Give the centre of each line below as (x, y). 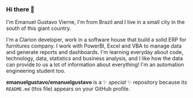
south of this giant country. (39, 28)
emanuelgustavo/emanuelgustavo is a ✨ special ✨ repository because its (97, 82)
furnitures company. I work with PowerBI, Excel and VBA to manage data (94, 46)
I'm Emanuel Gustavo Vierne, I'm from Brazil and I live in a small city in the (96, 22)
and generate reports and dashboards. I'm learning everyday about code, (95, 52)
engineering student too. (36, 71)
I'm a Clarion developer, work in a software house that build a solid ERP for (96, 40)
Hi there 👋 (21, 9)
